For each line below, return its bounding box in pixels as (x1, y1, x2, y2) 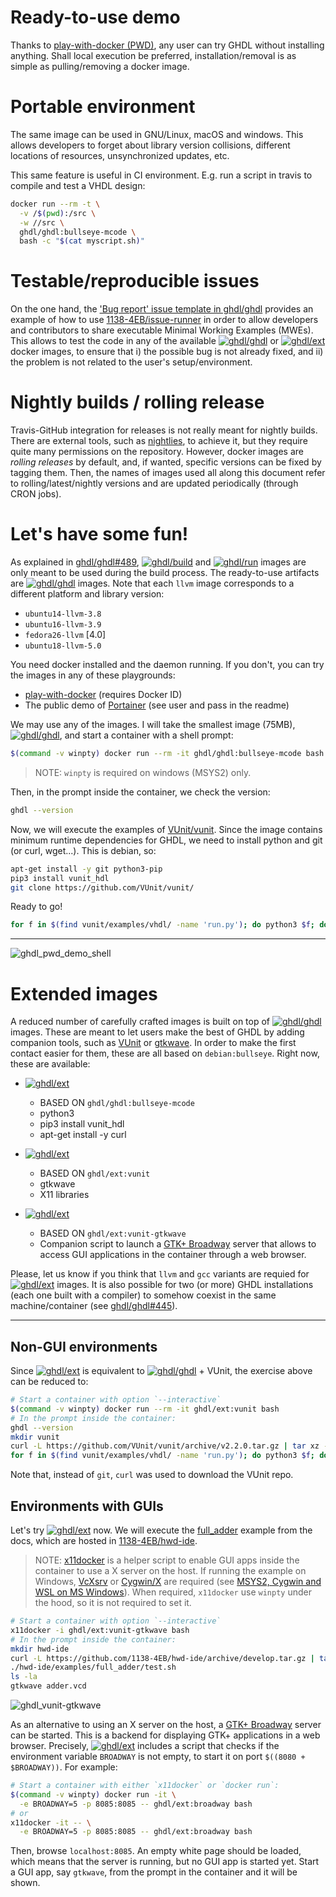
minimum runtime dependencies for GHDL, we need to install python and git (10, 834, 323, 846)
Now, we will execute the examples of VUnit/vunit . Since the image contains (10, 823, 323, 835)
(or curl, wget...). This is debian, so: (10, 844, 157, 856)
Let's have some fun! (10, 523, 189, 546)
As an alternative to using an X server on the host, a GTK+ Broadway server (10, 1719, 322, 1730)
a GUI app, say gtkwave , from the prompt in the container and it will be (10, 1866, 298, 1878)
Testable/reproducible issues (10, 270, 260, 293)
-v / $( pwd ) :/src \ (19, 208, 97, 218)
